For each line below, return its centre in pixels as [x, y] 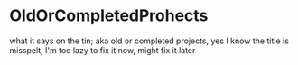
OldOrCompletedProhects [109, 16]
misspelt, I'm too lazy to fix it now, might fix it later [102, 50]
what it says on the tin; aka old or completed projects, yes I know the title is [149, 41]
